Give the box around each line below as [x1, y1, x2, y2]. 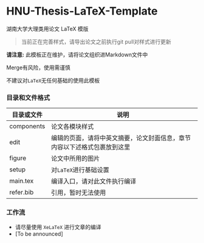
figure [9, 154, 27, 162]
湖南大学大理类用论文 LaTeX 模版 [6, 25, 89, 32]
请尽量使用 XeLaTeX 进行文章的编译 [15, 223, 101, 230]
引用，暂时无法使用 [50, 188, 106, 197]
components [9, 122, 46, 131]
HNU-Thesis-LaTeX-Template [6, 4, 158, 18]
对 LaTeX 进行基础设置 [50, 166, 109, 174]
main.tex [9, 177, 34, 185]
